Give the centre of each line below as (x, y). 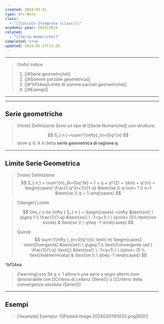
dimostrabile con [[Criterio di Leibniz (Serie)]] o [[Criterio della (80, 280)
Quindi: (24, 232)
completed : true (21, 42)
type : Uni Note (20, 14)
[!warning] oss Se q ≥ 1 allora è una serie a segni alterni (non (78, 274)
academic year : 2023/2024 (31, 28)
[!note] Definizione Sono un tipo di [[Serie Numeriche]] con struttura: (86, 126)
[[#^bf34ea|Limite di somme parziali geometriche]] (75, 84)
